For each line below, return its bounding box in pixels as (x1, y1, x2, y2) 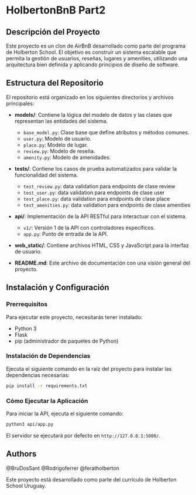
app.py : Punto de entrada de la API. (23, 230, 108, 238)
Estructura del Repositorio (6, 78, 104, 88)
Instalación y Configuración (6, 283, 109, 293)
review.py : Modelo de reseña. (23, 147, 95, 154)
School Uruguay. (6, 482, 47, 489)
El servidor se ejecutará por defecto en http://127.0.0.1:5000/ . (6, 432, 161, 439)
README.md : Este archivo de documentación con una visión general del (14, 259, 191, 266)
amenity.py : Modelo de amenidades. (23, 154, 111, 161)
